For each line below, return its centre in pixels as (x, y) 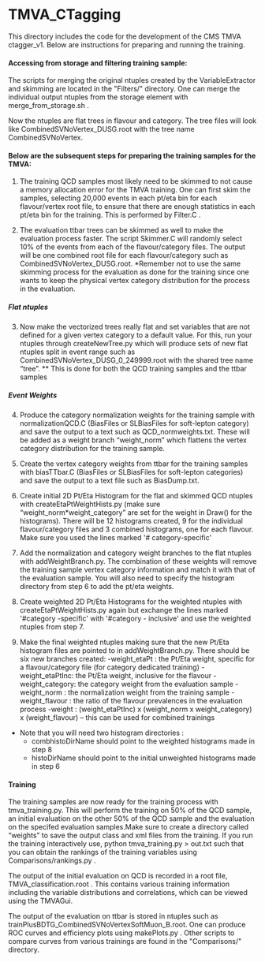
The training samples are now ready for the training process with (113, 802)
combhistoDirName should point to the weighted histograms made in (143, 741)
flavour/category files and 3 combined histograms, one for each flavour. (136, 529)
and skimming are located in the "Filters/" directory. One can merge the (124, 89)
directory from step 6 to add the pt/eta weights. (97, 587)
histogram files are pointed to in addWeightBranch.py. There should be (134, 651)
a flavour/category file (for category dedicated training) (109, 667)
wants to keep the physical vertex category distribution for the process (135, 281)
